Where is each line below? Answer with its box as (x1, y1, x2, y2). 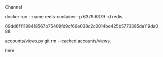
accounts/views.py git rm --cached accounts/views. (5, 38, 111, 44)
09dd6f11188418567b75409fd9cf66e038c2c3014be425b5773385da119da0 (5, 23, 159, 29)
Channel (5, 4, 22, 10)
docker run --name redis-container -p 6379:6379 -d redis (5, 14, 123, 19)
